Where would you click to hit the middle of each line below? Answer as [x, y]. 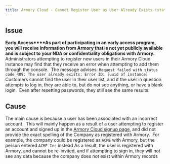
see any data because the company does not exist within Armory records [82, 156]
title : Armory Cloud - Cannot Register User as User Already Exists [79, 10]
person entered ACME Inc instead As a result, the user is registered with [79, 146]
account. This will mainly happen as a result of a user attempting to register [84, 124]
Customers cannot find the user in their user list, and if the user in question [83, 80]
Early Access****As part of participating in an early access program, [80, 43]
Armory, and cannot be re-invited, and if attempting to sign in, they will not [83, 151]
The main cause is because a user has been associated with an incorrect [81, 119]
